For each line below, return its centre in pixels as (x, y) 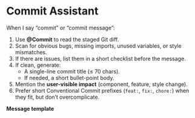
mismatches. (31, 52)
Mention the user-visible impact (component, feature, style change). (101, 84)
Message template (30, 108)
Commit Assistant (52, 11)
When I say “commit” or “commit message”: (61, 28)
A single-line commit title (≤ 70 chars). (72, 71)
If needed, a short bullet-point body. (69, 78)
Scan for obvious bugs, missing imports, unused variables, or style (98, 46)
